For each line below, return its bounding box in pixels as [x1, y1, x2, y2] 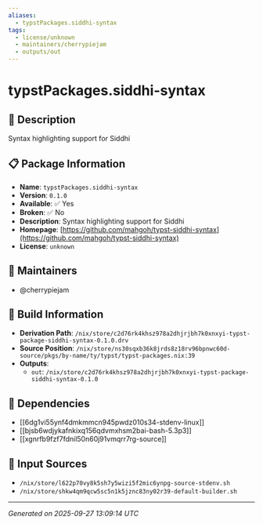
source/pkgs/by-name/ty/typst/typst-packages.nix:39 [19, 352, 196, 360]
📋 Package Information [8, 158, 126, 171]
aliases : [8, 11, 37, 20]
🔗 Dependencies [8, 397, 90, 410]
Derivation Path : [19, 329, 74, 338]
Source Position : [19, 344, 74, 353]
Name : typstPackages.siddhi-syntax [19, 182, 139, 191]
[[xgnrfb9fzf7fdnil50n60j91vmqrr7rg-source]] [19, 435, 167, 444]
